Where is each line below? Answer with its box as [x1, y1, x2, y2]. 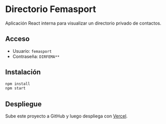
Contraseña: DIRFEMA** [12, 53, 60, 59]
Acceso [5, 35, 30, 43]
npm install [5, 81, 30, 86]
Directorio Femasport [5, 4, 97, 15]
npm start [5, 86, 26, 91]
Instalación [5, 68, 41, 76]
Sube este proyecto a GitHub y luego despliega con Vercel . [5, 113, 128, 119]
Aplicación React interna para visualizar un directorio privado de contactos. [5, 20, 161, 26]
